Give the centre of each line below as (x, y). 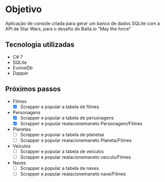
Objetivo (24, 9)
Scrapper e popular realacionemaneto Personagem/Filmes (81, 123)
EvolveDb (23, 67)
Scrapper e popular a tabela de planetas (62, 134)
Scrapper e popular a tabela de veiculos (62, 151)
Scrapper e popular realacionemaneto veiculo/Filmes (75, 157)
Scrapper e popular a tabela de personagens (67, 118)
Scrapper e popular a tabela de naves (59, 168)
